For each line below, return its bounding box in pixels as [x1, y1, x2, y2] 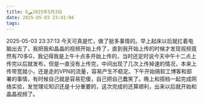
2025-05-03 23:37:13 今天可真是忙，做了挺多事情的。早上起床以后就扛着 [6, 38, 188, 45]
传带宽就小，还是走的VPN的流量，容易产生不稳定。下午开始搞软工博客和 [6, 68, 187, 75]
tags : [6, 20, 20, 26]
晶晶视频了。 [6, 90, 38, 98]
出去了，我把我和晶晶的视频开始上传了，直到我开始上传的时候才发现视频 [11, 45, 192, 52]
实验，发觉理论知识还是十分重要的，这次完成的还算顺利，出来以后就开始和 [11, 83, 197, 90]
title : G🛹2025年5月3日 [6, 8, 62, 15]
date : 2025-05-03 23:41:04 [6, 15, 74, 21]
